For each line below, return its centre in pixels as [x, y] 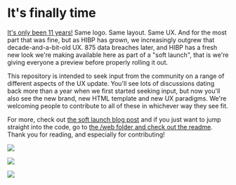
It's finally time [52, 13]
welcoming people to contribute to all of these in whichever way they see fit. [118, 106]
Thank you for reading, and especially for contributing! [86, 134]
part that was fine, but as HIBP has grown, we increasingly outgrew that [111, 39]
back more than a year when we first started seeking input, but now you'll [114, 91]
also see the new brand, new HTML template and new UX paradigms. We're [117, 98]
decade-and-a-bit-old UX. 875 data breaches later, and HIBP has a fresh [112, 47]
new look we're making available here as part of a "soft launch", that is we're [118, 55]
